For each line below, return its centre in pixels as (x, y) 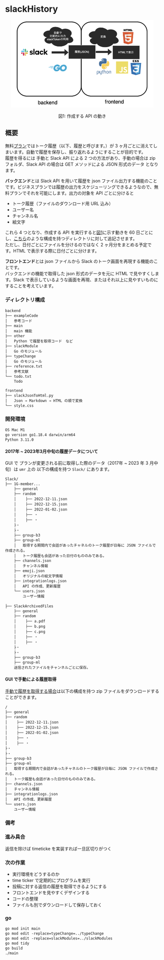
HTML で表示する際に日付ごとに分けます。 (56, 251)
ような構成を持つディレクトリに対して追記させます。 (84, 238)
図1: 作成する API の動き (82, 116)
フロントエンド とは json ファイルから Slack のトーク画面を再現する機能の (80, 261)
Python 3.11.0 (20, 440)
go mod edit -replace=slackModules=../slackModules (59, 939)
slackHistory (32, 9)
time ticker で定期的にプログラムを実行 (51, 880)
